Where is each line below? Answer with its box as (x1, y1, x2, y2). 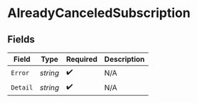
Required (66, 55, 98, 64)
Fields (7, 33, 36, 45)
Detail (11, 83, 33, 92)
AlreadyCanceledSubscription (7, 5, 191, 21)
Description (104, 55, 145, 64)
